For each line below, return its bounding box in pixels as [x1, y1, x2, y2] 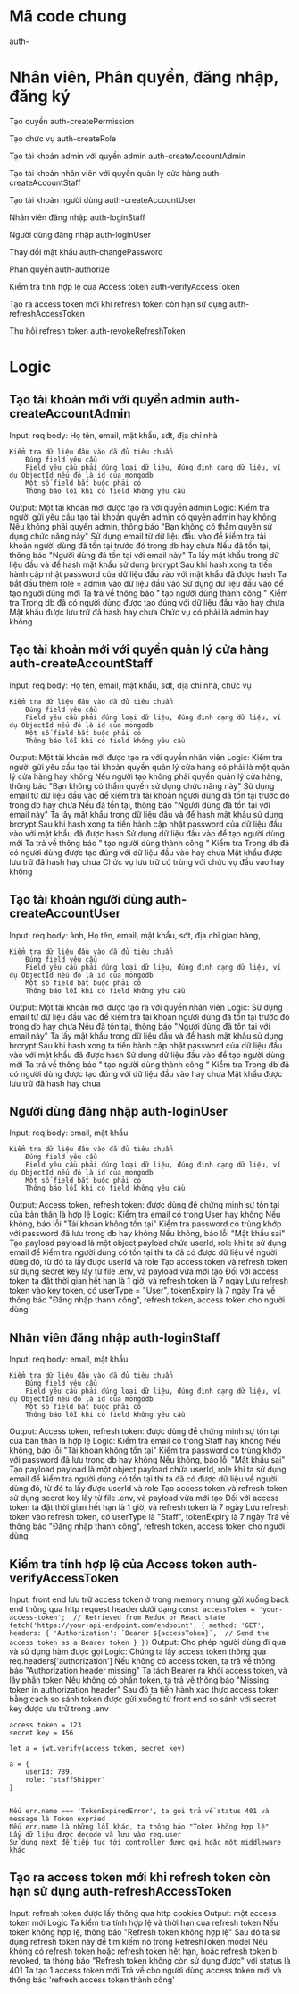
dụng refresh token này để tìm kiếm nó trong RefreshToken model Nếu [9, 1936, 268, 1947]
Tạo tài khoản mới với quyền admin [9, 392, 207, 408]
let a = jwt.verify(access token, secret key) [9, 1744, 186, 1752]
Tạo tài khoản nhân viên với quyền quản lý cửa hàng [9, 167, 201, 178]
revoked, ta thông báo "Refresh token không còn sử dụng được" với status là [9, 1955, 291, 1965]
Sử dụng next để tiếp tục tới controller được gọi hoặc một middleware [9, 1837, 281, 1846]
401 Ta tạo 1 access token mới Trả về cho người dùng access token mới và [9, 1964, 282, 1975]
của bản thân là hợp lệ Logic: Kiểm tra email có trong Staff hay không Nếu [9, 1436, 281, 1447]
